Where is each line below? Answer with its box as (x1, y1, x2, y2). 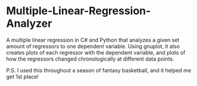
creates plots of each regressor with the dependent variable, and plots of (6, 49, 186, 56)
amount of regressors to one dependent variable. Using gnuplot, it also (6, 43, 180, 50)
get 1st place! (6, 73, 39, 80)
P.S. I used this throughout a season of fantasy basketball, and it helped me (6, 66, 192, 74)
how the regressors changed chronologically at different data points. (6, 55, 174, 62)
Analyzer (6, 17, 52, 30)
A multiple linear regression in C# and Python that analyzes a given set (6, 36, 180, 43)
